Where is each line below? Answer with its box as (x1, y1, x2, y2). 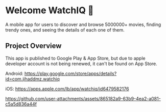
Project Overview (5, 42, 62, 50)
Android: (5, 70, 23, 76)
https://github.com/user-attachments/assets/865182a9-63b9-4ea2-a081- (5, 95, 161, 101)
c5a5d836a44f (5, 101, 37, 107)
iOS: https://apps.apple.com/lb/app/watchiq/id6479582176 (5, 86, 129, 92)
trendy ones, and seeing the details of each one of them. (5, 26, 125, 33)
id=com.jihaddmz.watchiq (5, 76, 60, 82)
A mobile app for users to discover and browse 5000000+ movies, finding (5, 21, 161, 27)
